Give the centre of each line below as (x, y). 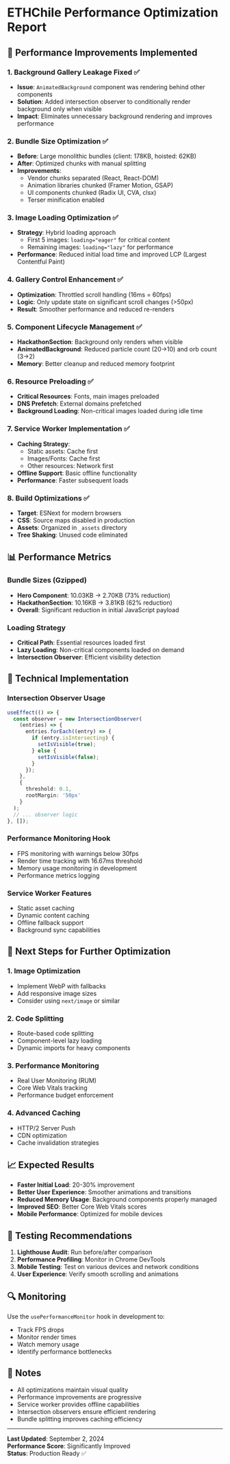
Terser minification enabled (66, 200)
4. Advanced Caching (44, 1113)
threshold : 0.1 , (48, 789)
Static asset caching (46, 908)
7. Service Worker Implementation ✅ (68, 429)
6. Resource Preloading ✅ (50, 381)
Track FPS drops (40, 1329)
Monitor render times (47, 1337)
